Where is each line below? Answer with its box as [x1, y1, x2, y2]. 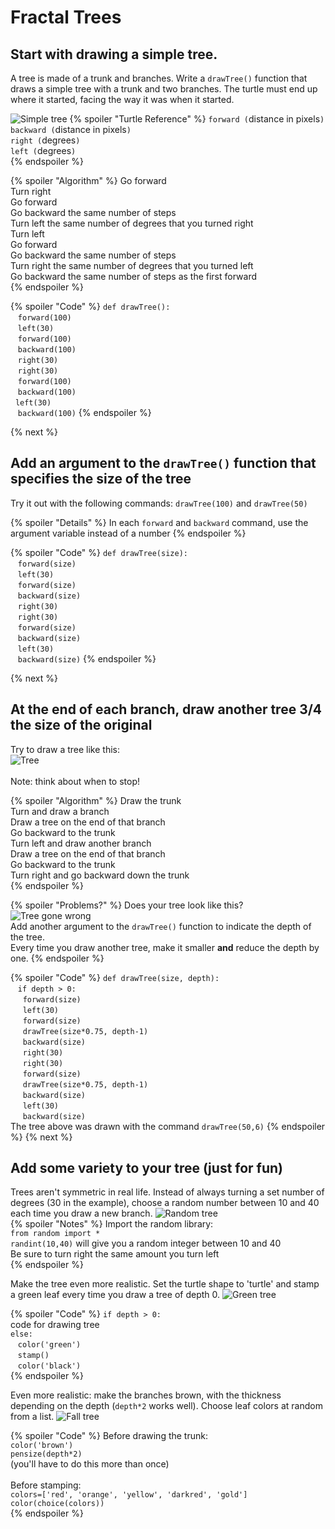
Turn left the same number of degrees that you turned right [10, 217, 254, 229]
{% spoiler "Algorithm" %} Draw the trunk [10, 794, 182, 806]
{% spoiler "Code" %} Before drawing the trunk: [10, 1430, 208, 1442]
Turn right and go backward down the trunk [10, 869, 190, 881]
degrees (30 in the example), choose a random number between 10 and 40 [10, 1197, 320, 1209]
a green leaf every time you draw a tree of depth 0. [10, 1289, 221, 1301]
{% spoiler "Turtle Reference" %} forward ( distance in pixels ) [69, 113, 325, 125]
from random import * [10, 1229, 101, 1239]
